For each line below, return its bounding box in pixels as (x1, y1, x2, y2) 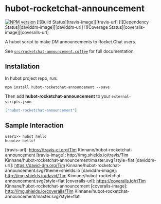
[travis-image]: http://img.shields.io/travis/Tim (36, 152, 129, 158)
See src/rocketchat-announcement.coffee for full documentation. (5, 48, 135, 54)
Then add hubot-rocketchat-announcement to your (5, 93, 111, 99)
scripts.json (5, 99, 32, 104)
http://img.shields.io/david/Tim (5, 173, 67, 179)
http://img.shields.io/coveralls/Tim (5, 188, 74, 194)
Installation (5, 62, 40, 71)
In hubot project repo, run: (5, 75, 58, 81)
